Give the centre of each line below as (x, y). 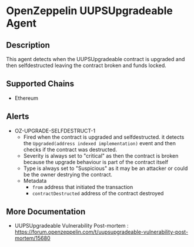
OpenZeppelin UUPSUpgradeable (90, 11)
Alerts (18, 117)
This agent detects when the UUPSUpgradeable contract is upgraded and (96, 59)
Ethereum (26, 98)
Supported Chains (40, 84)
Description (28, 45)
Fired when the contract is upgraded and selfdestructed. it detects (104, 137)
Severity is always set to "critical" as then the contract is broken (101, 156)
